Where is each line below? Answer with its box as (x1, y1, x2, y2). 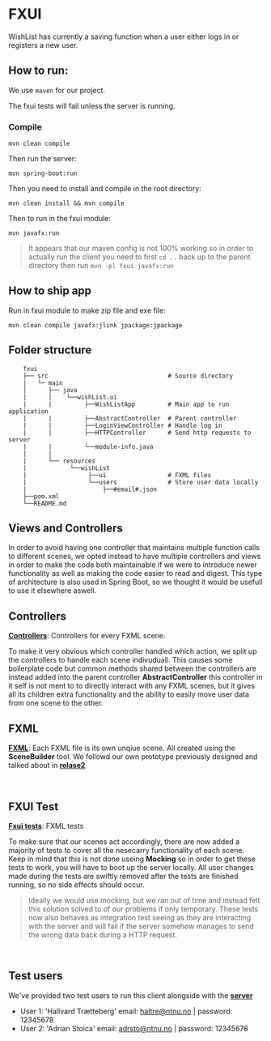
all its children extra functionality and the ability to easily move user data (8, 689, 249, 699)
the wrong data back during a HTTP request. (28, 929, 178, 940)
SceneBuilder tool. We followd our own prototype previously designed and (8, 752, 258, 762)
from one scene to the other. (8, 698, 104, 708)
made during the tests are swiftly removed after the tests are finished (8, 871, 239, 881)
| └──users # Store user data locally (23, 478, 259, 486)
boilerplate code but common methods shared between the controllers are (8, 663, 257, 673)
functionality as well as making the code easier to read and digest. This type (8, 569, 263, 578)
